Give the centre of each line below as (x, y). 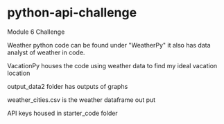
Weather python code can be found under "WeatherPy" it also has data (109, 45)
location (19, 73)
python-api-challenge (72, 13)
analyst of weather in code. (46, 52)
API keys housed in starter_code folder (62, 113)
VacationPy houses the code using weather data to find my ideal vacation (112, 65)
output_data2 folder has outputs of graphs (68, 86)
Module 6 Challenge (36, 32)
